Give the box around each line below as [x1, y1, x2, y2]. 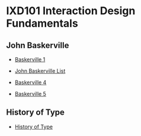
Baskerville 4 [14, 79, 47, 86]
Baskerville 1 [14, 56, 46, 63]
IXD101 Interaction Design [6, 4, 136, 18]
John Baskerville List [14, 67, 66, 75]
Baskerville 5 [14, 90, 46, 97]
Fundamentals [6, 17, 78, 30]
